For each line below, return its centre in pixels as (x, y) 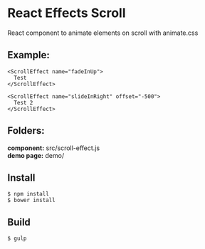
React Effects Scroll (67, 13)
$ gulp (17, 239)
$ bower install (31, 201)
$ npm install (28, 194)
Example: (28, 55)
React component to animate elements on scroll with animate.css (103, 33)
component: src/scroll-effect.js (54, 148)
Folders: (26, 131)
